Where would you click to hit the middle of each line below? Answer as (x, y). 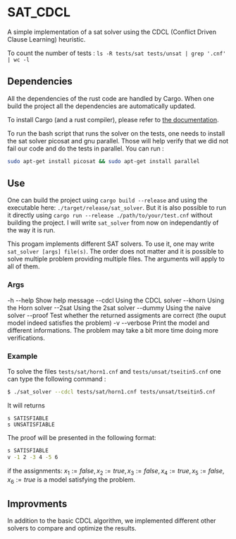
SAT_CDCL (39, 12)
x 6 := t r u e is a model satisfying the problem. (72, 481)
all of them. (24, 266)
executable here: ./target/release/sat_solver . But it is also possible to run (117, 208)
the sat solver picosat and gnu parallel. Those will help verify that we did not (118, 141)
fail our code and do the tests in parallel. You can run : (86, 148)
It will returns (26, 405)
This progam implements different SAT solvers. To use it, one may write (111, 244)
